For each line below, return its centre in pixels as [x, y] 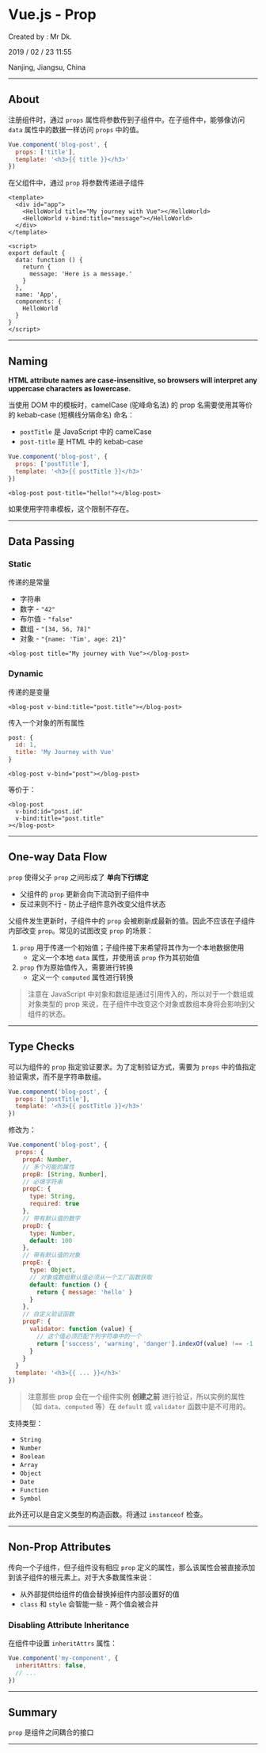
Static [20, 564]
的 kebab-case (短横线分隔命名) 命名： [71, 415]
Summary [33, 1713]
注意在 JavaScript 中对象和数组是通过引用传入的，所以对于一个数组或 [141, 994]
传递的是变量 [29, 692]
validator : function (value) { [81, 1329]
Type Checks [42, 1047]
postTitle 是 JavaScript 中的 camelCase [85, 432]
